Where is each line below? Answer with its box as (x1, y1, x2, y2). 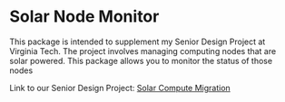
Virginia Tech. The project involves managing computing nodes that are (9, 45, 277, 56)
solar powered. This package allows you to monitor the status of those (9, 55, 273, 66)
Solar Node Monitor (9, 6, 160, 27)
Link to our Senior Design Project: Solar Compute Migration (9, 82, 231, 93)
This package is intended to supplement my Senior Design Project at (9, 36, 266, 47)
